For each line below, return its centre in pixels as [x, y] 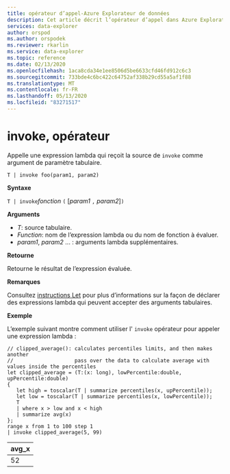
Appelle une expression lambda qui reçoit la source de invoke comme [105, 155]
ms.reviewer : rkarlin [38, 45]
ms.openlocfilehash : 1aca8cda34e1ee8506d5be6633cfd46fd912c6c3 [99, 70]
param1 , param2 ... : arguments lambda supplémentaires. [98, 242]
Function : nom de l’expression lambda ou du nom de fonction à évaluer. [118, 235]
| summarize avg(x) [44, 414]
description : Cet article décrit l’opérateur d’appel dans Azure [102, 20]
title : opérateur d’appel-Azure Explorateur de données [88, 13]
